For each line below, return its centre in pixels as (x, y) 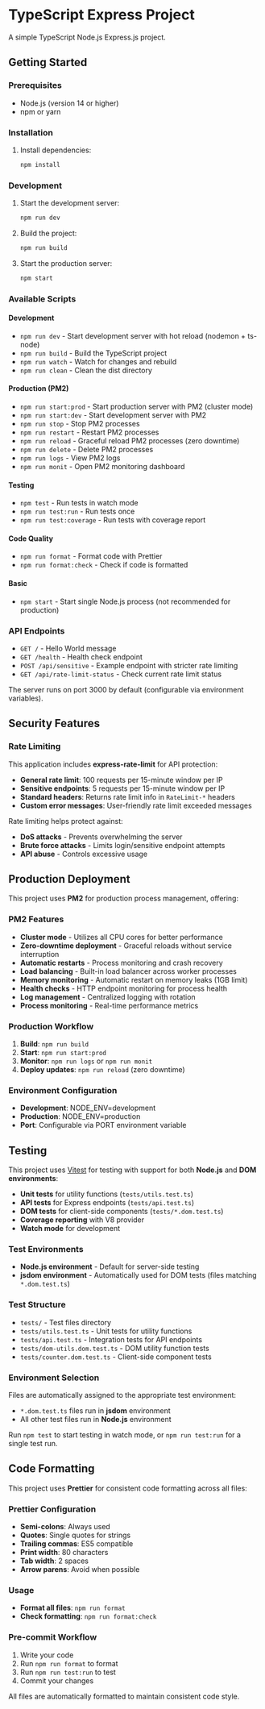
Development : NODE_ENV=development (88, 1108)
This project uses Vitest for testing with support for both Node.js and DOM (132, 1170)
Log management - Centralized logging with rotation (108, 996)
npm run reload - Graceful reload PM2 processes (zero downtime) (130, 441)
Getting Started (48, 62)
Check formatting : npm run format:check (88, 1616)
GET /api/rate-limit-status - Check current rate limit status (121, 674)
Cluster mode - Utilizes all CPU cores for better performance (121, 937)
